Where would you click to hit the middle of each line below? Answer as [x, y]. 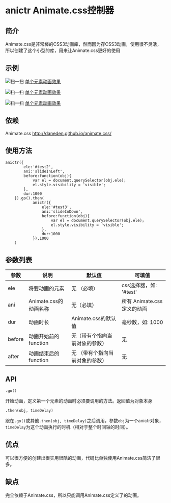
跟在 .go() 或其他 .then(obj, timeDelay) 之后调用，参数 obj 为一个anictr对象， [84, 421]
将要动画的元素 [47, 289]
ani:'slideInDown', [62, 212]
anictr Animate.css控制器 [60, 10]
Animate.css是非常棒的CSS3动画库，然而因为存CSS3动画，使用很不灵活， [83, 44]
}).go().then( [29, 198]
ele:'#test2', [38, 167]
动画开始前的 [44, 336]
